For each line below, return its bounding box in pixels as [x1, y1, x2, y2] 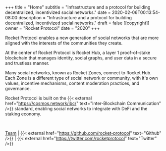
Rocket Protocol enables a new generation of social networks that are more [5, 35, 159, 41]
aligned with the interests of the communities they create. [5, 40, 123, 46]
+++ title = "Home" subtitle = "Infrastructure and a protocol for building [5, 4, 151, 10]
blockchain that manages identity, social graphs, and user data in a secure [5, 55, 157, 61]
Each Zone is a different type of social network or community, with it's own [5, 75, 158, 81]
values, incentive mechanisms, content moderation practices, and [5, 80, 140, 86]
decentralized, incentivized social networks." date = [5, 9, 111, 15]
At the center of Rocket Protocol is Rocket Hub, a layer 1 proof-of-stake [5, 50, 151, 55]
